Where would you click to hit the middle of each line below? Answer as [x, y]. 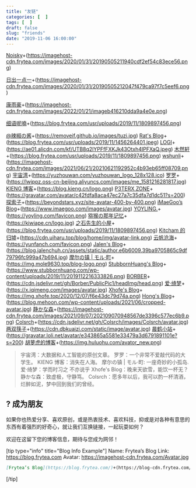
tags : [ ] [19, 22]
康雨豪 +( [17, 105]
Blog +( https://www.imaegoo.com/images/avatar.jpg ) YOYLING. [82, 209]
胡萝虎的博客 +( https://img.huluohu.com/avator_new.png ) [93, 342]
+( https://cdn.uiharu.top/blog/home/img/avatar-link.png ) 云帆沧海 [95, 238]
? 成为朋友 [24, 404]
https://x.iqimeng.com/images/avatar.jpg [57, 290]
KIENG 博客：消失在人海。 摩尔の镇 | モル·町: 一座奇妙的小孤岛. [113, 362]
